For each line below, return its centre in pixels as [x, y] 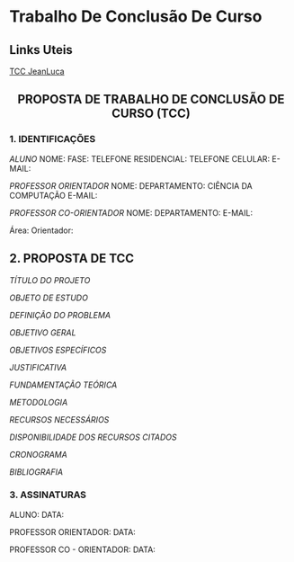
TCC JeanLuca [37, 71]
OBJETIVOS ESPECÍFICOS [58, 350]
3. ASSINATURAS [48, 495]
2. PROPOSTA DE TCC [72, 259]
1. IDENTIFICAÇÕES [53, 139]
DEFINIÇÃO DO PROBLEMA [60, 315]
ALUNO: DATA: [37, 514]
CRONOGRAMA [38, 454]
